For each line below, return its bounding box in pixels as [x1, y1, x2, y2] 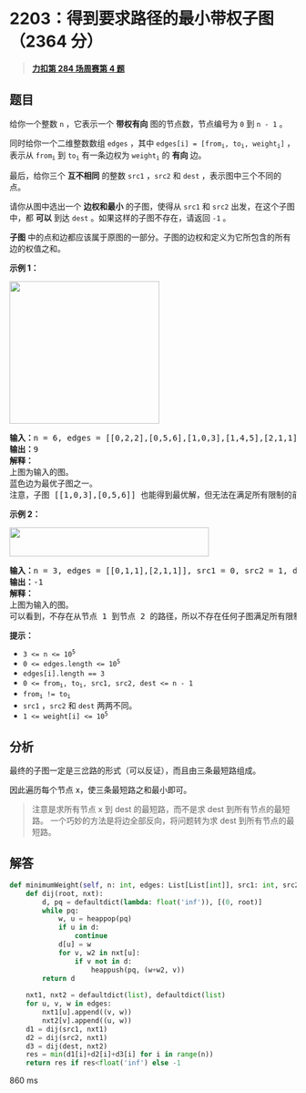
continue [74, 932, 107, 941]
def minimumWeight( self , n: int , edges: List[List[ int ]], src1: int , [9, 881, 280, 890]
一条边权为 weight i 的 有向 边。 [89, 150, 207, 162]
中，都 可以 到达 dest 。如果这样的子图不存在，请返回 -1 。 [9, 211, 231, 223]
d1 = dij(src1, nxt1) [25, 1025, 107, 1034]
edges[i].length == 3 [22, 669, 105, 678]
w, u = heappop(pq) [57, 914, 132, 923]
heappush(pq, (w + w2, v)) [90, 965, 185, 974]
